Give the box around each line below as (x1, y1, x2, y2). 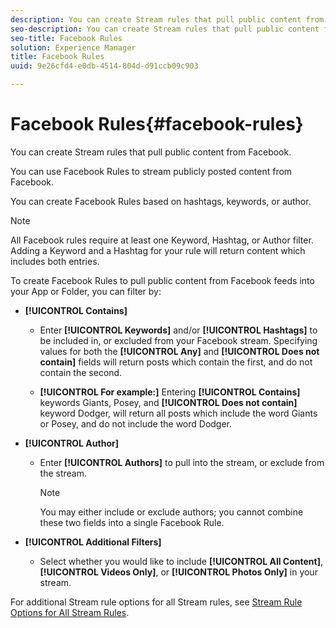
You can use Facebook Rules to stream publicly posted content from (10, 165, 293, 177)
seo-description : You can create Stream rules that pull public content (10, 24, 320, 34)
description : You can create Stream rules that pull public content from (10, 14, 325, 25)
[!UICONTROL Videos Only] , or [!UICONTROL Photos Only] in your (39, 566, 318, 578)
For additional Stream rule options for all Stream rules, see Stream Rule (10, 596, 303, 608)
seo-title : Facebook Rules (10, 33, 123, 43)
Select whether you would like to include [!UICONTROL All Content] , (39, 555, 324, 567)
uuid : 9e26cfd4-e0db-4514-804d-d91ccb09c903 (10, 61, 199, 71)
